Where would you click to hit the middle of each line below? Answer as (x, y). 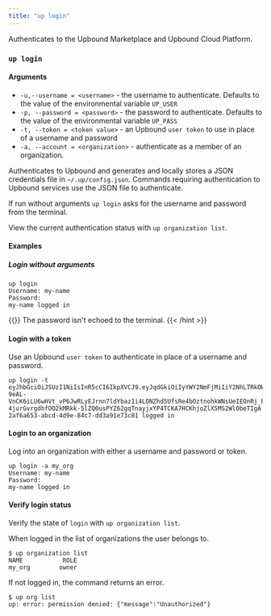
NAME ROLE (43, 560)
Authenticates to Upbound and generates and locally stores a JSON (121, 170)
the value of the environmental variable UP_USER (98, 103)
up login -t (28, 380)
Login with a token (40, 338)
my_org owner (43, 567)
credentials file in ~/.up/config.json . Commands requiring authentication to (134, 179)
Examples (25, 246)
